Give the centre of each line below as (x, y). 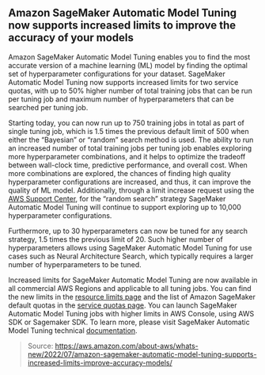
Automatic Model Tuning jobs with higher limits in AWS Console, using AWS (131, 313)
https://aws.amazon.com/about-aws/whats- (127, 346)
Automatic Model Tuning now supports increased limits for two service (123, 82)
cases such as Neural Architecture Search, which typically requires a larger (131, 256)
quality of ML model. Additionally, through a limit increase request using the (131, 190)
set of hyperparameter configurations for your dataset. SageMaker (117, 74)
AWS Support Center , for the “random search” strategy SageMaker (117, 198)
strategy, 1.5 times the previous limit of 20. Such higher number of (115, 239)
